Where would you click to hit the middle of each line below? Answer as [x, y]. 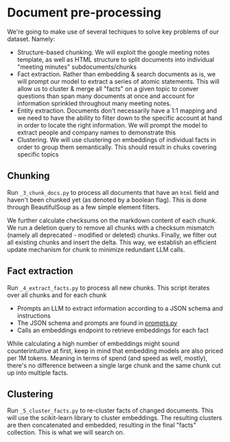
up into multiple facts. [38, 373]
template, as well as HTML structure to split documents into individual [116, 59]
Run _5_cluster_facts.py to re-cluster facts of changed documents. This [111, 410]
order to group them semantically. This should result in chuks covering [117, 147]
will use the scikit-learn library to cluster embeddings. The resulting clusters [115, 418]
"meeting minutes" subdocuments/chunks [77, 67]
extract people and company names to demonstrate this [96, 132]
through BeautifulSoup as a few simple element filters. [84, 207]
